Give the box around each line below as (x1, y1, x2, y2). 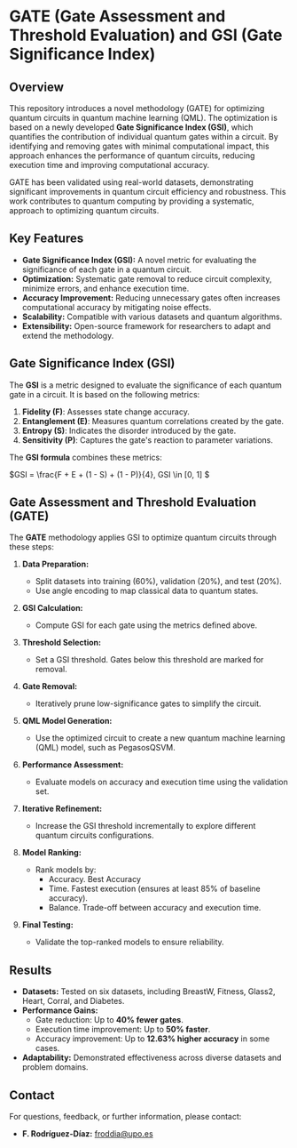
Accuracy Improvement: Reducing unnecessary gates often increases (21, 292, 281, 303)
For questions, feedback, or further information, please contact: (9, 1112, 242, 1122)
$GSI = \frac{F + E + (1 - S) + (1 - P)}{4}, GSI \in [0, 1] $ (9, 469, 210, 479)
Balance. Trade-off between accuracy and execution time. (48, 903, 262, 913)
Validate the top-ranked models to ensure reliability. (35, 936, 224, 948)
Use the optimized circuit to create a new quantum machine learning (35, 733, 285, 743)
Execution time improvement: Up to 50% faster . (35, 1024, 211, 1035)
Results (9, 962, 52, 977)
